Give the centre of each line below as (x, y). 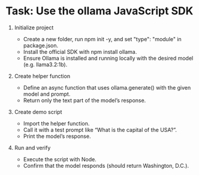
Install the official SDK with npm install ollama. (80, 51)
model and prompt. (47, 94)
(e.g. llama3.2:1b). (45, 65)
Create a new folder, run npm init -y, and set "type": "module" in (102, 39)
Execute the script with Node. (60, 159)
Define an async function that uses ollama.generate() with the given (107, 87)
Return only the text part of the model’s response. (85, 100)
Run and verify (32, 148)
